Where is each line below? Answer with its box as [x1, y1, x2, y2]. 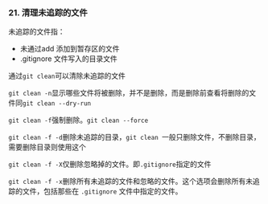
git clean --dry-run [23, 100, 92, 108]
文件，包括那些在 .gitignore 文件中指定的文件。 [22, 186, 183, 196]
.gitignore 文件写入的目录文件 [19, 54, 118, 63]
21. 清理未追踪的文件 [8, 6, 89, 18]
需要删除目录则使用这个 [8, 142, 86, 152]
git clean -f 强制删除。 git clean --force [8, 115, 149, 125]
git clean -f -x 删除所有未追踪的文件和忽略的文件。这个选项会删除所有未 [8, 177, 254, 186]
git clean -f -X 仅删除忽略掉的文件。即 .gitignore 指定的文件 [8, 159, 212, 169]
